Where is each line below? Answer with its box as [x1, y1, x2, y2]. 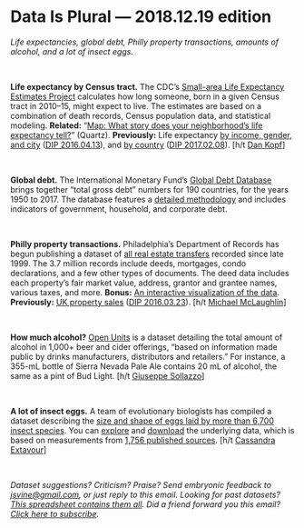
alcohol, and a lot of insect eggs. [10, 45, 134, 56]
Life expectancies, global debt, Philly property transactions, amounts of [10, 36, 279, 47]
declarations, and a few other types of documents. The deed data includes [10, 267, 289, 278]
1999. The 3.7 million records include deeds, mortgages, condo [10, 257, 247, 269]
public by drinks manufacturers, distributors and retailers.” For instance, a [10, 351, 286, 362]
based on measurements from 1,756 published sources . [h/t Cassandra [10, 434, 276, 445]
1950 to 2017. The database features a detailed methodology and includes [10, 194, 287, 204]
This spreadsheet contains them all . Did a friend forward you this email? [10, 498, 280, 510]
